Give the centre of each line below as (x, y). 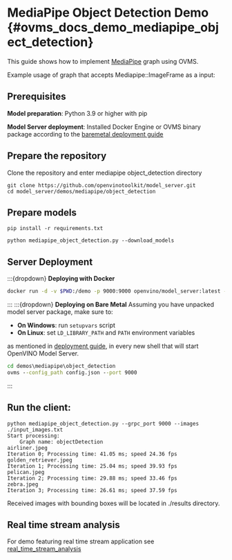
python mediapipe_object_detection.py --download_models (91, 240)
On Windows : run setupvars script (66, 325)
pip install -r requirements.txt (55, 229)
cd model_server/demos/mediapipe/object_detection (81, 191)
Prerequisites (37, 97)
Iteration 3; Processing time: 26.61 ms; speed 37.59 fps (92, 490)
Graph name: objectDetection (61, 441)
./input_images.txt (35, 430)
